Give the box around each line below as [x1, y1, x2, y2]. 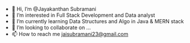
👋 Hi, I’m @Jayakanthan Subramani [11, 6, 96, 12]
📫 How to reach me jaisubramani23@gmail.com [11, 31, 129, 37]
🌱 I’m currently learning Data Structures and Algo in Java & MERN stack [11, 18, 184, 24]
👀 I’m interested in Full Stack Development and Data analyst [11, 12, 156, 19]
